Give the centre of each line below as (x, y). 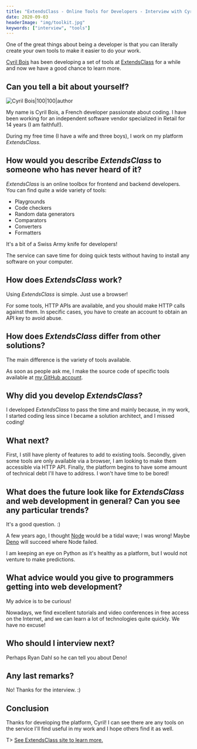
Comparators (30, 220)
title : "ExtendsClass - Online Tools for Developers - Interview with (94, 11)
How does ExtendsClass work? (64, 280)
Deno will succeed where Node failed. (52, 542)
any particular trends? (47, 510)
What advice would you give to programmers (90, 578)
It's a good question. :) (33, 524)
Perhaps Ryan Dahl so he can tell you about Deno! (67, 658)
